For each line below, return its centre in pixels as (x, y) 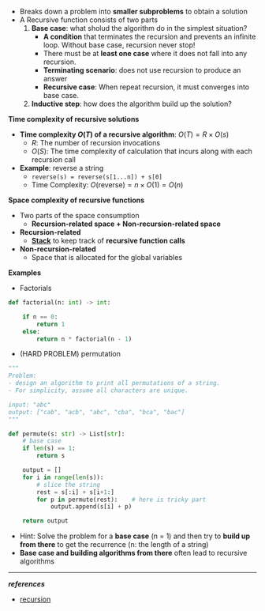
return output (45, 521)
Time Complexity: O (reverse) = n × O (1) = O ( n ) (107, 185)
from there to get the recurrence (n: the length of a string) (114, 545)
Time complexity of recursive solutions (74, 119)
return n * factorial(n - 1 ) (84, 339)
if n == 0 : (40, 317)
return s (51, 456)
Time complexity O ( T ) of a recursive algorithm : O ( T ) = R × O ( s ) (124, 134)
